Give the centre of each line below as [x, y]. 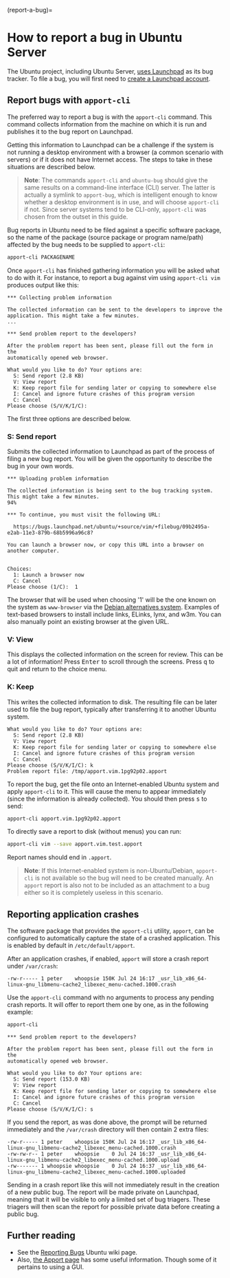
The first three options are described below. [69, 418]
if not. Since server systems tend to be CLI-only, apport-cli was [115, 209]
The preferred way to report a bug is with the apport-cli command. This [110, 117]
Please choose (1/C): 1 [43, 587]
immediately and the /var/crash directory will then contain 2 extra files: [108, 1129]
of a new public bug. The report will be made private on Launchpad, [103, 1192]
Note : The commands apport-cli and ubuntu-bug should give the [116, 180]
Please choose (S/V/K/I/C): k [50, 765]
